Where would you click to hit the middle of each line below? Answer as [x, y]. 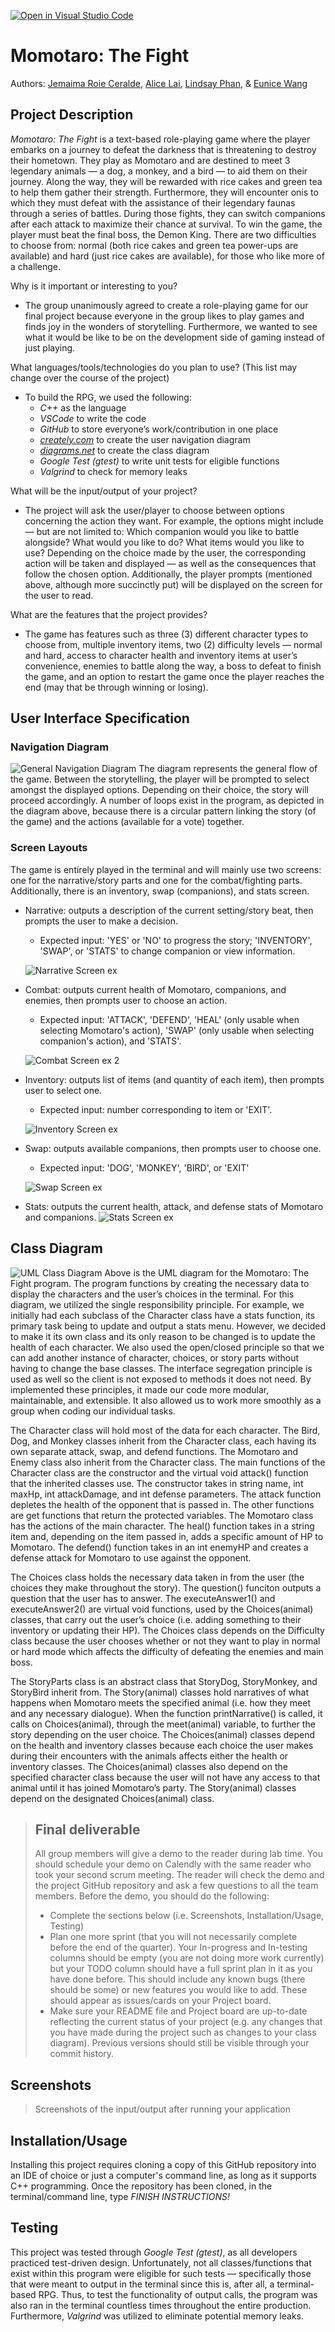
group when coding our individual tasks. [93, 1411]
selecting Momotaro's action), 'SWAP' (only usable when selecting [177, 1030]
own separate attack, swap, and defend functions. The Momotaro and [154, 1451]
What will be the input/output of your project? [104, 491]
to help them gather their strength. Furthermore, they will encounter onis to [164, 192]
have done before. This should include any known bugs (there [177, 1979]
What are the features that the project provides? [109, 614]
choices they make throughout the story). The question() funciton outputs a [166, 1587]
